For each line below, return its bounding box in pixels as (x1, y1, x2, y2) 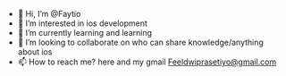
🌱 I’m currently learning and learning (17, 28, 153, 38)
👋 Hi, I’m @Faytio (17, 9, 81, 19)
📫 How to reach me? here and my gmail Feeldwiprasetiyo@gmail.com (17, 56, 277, 67)
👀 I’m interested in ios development (17, 18, 147, 29)
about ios (17, 46, 53, 57)
